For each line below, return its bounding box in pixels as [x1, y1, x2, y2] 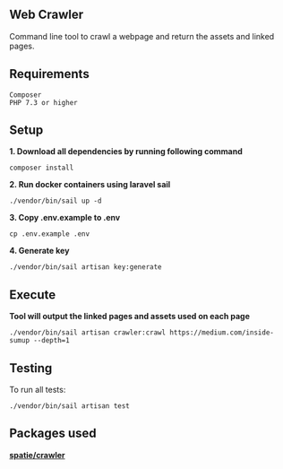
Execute [9, 287, 56, 302]
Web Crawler [9, 7, 84, 22]
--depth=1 [32, 336, 70, 345]
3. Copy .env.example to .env [9, 213, 121, 223]
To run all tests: [9, 385, 66, 395]
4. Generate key [9, 246, 70, 256]
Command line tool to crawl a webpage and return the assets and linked [9, 30, 275, 41]
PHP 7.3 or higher [9, 98, 78, 107]
